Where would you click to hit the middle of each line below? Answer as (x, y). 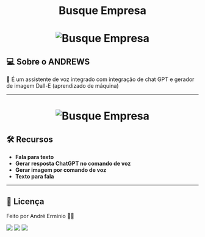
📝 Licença (25, 201)
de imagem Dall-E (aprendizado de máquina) (63, 86)
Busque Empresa (103, 11)
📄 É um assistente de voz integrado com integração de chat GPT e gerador (100, 79)
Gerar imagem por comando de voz (61, 170)
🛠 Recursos (30, 139)
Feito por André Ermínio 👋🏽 (40, 216)
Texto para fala (34, 177)
